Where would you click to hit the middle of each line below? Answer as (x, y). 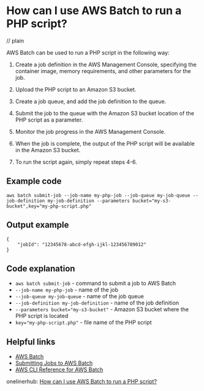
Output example (38, 225)
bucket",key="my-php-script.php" (49, 206)
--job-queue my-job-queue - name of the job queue (79, 296)
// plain (15, 41)
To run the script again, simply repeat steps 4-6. (76, 162)
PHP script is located (42, 316)
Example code (34, 181)
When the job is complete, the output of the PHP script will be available (105, 143)
